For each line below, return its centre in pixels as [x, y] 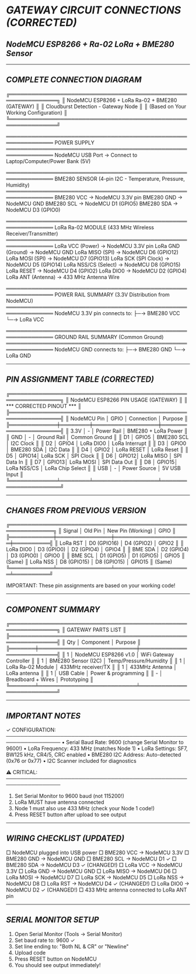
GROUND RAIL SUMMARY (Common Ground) [109, 337]
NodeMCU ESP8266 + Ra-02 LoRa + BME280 [90, 44]
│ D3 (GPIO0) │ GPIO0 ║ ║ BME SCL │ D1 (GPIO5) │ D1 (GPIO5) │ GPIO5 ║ [96, 555]
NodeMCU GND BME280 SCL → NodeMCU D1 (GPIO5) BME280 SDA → [92, 203]
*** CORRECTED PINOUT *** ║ [44, 406]
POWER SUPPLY [74, 142]
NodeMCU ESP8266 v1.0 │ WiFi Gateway [124, 655]
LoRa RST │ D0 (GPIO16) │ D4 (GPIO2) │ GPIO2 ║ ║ [122, 543]
